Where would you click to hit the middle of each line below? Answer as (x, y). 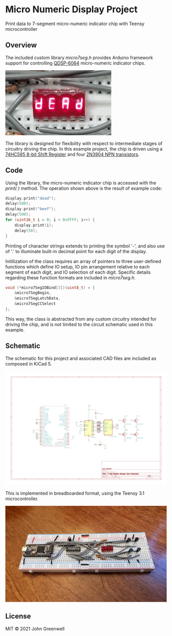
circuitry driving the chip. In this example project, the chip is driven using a (84, 149)
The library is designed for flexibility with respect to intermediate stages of (84, 143)
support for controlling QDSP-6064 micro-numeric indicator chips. (76, 63)
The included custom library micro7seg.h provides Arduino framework (79, 57)
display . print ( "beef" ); (31, 209)
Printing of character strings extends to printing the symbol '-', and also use (85, 246)
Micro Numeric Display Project (71, 9)
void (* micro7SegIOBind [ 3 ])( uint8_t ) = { (50, 288)
